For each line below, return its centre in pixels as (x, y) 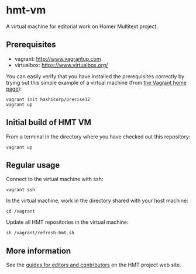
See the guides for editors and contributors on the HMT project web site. (94, 265)
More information (39, 251)
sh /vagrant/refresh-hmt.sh (40, 233)
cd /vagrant (20, 211)
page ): (14, 89)
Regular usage (33, 165)
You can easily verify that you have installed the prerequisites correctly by (95, 76)
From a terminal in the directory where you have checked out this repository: (98, 136)
